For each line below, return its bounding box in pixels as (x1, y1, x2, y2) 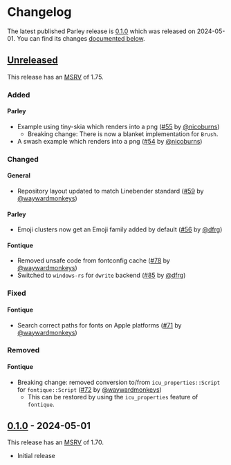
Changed (7, 154, 39, 164)
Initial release (17, 452, 55, 460)
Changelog (7, 4, 72, 20)
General (7, 171, 31, 180)
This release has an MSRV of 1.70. (7, 438, 104, 446)
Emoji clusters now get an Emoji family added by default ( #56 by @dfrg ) (17, 225, 223, 234)
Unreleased (7, 55, 59, 66)
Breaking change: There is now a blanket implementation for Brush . (27, 129, 219, 138)
